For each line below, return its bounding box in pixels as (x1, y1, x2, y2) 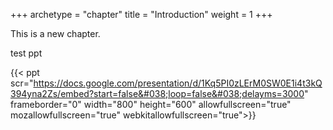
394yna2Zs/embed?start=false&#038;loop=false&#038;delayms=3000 (10, 88, 305, 99)
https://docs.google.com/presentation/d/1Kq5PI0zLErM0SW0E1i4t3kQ (33, 77, 323, 89)
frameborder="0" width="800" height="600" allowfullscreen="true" (10, 99, 292, 110)
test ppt (10, 47, 43, 59)
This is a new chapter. (10, 28, 101, 39)
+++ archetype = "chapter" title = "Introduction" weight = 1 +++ (10, 9, 273, 20)
